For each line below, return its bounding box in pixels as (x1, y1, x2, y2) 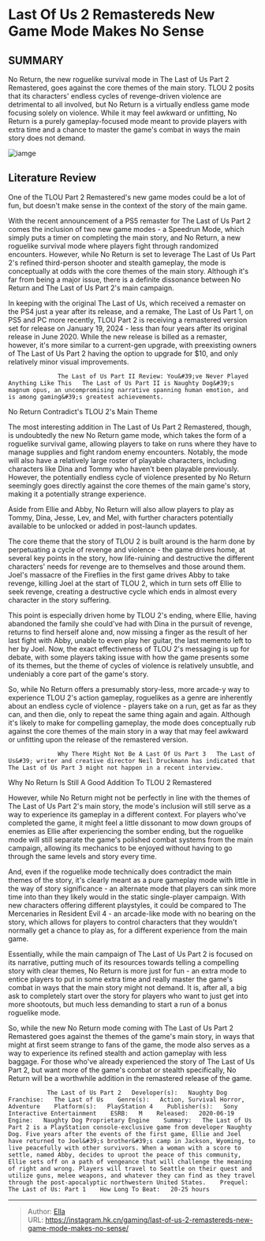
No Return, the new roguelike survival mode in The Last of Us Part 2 (8, 75, 230, 84)
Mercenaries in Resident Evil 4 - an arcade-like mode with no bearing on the (8, 909, 256, 918)
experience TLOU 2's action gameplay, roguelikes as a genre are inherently (8, 693, 253, 702)
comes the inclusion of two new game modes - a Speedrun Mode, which (8, 224, 244, 234)
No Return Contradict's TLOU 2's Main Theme (8, 406, 158, 416)
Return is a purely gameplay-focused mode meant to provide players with (8, 117, 247, 125)
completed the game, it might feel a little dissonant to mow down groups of (8, 818, 252, 828)
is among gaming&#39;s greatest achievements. (8, 393, 164, 401)
